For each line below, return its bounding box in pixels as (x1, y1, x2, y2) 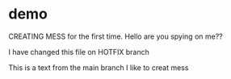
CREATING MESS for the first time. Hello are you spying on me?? (8, 31, 224, 41)
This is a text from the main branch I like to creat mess (8, 62, 189, 73)
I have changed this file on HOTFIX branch (8, 47, 149, 56)
